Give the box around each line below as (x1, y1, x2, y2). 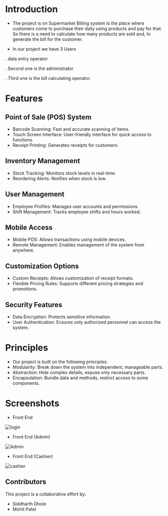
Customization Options (5, 262, 79, 270)
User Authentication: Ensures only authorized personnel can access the (12, 319, 161, 325)
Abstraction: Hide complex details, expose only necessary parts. (12, 369, 146, 375)
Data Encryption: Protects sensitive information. (12, 314, 111, 320)
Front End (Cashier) (12, 453, 53, 459)
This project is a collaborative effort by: (5, 491, 86, 497)
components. (12, 380, 40, 386)
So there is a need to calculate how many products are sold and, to (12, 31, 151, 37)
